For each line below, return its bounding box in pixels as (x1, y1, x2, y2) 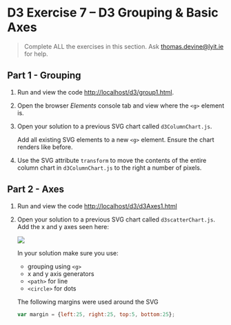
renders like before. (17, 143, 73, 151)
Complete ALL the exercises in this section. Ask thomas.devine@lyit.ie (23, 42, 224, 50)
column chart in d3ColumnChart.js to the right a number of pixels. (17, 164, 202, 172)
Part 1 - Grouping (7, 70, 81, 81)
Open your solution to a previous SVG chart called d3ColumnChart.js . (17, 122, 212, 130)
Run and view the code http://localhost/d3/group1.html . (17, 88, 174, 96)
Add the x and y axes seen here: (17, 222, 109, 230)
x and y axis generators (27, 269, 94, 277)
